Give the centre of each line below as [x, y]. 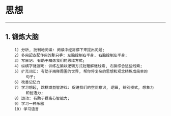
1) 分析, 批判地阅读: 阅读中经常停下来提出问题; [60, 50]
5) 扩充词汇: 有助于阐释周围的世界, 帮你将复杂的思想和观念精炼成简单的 [81, 71]
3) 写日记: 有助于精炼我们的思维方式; [50, 61]
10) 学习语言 [27, 109]
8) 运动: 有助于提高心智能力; [42, 98]
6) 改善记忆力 [27, 82]
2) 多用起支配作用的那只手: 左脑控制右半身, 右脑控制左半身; [71, 55]
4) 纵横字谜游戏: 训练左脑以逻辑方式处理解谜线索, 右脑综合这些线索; [78, 66]
